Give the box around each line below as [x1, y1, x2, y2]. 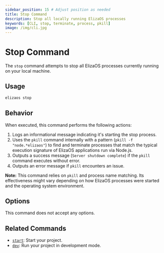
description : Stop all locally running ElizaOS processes [5, 16, 126, 21]
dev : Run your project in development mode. [12, 243, 101, 249]
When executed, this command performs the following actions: [5, 122, 132, 128]
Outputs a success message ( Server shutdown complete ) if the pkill [12, 152, 150, 158]
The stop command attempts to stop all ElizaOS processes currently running [5, 63, 159, 69]
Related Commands [5, 224, 67, 232]
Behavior [5, 109, 33, 117]
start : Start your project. [12, 237, 63, 243]
